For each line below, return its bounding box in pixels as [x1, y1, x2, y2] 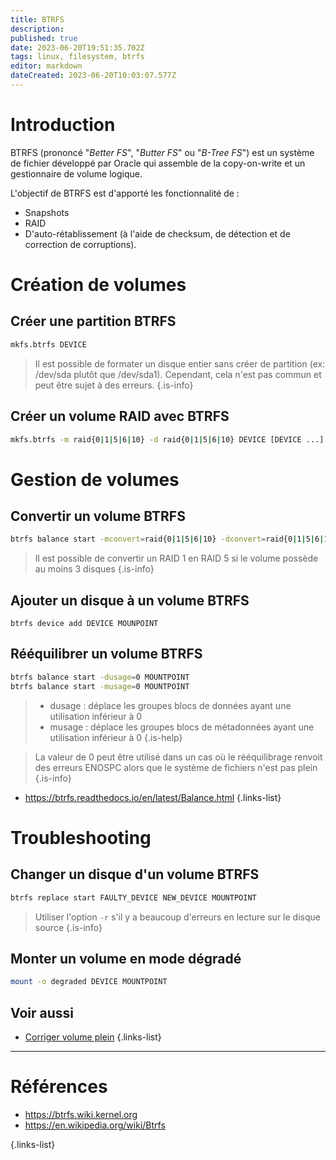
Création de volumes [10, 274, 187, 296]
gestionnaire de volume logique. [10, 167, 143, 180]
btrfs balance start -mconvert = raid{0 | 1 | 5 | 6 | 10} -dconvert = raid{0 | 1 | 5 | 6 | [10, 534, 325, 545]
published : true [10, 33, 78, 43]
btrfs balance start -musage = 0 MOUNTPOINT [10, 681, 190, 691]
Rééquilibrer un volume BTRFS [10, 646, 203, 663]
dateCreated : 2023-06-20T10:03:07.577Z [10, 71, 177, 81]
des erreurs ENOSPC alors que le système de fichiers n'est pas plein [34, 761, 318, 773]
